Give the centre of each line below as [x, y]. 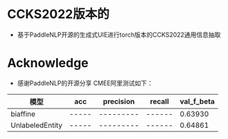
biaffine [23, 113]
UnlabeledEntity [37, 125]
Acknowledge [48, 63]
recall [160, 101]
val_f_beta [197, 101]
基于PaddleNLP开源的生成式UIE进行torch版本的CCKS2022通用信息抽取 [119, 35]
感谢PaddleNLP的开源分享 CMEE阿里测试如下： [85, 83]
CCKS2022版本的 [58, 14]
